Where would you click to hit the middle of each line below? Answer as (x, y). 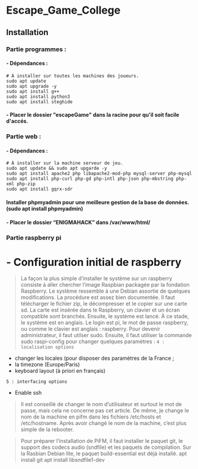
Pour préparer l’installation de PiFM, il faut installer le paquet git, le (102, 441)
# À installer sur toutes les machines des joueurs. (73, 76)
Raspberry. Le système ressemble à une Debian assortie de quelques (106, 291)
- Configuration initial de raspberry (94, 262)
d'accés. (17, 121)
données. (177, 202)
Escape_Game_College (63, 10)
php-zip (26, 184)
